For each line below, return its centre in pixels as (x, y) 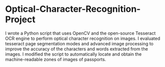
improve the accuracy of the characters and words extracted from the (77, 49)
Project (20, 19)
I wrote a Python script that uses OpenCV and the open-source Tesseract (81, 33)
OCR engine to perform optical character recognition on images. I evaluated (83, 38)
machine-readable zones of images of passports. (56, 59)
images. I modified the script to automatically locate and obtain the (73, 54)
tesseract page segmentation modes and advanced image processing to (80, 43)
